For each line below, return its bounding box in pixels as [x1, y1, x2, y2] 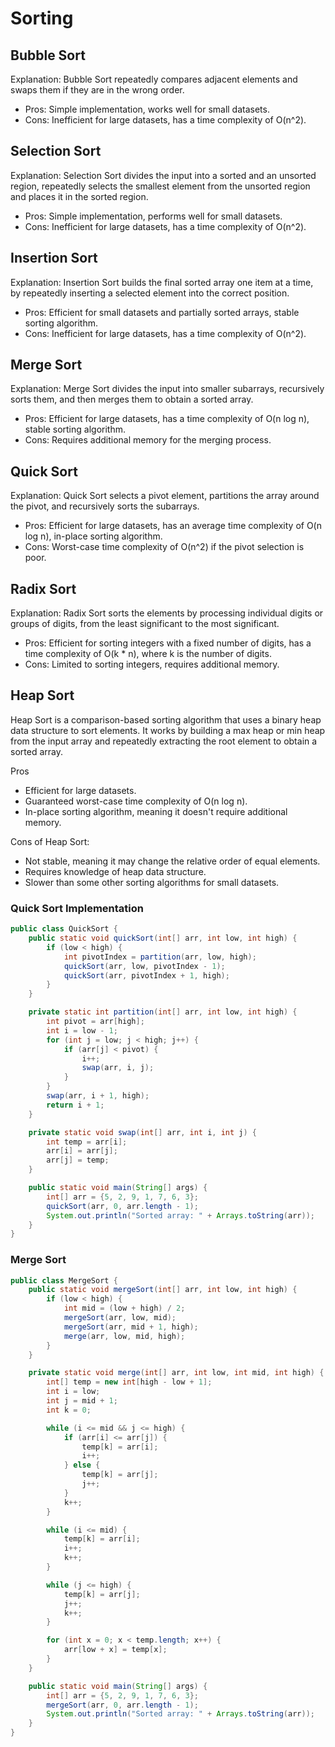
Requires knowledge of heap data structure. [24, 865, 207, 877]
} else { [63, 1460, 101, 1471]
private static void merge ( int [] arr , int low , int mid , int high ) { [28, 1368, 325, 1378]
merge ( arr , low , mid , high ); [63, 1331, 186, 1341]
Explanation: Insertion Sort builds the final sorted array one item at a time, [10, 276, 314, 288]
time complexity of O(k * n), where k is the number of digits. [24, 648, 272, 660]
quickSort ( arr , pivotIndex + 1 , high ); [63, 970, 230, 981]
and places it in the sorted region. [10, 190, 149, 202]
